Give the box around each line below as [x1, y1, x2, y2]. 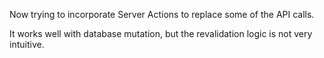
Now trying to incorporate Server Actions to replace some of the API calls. [9, 9, 315, 20]
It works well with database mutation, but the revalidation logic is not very [9, 28, 313, 39]
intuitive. [9, 39, 45, 50]
